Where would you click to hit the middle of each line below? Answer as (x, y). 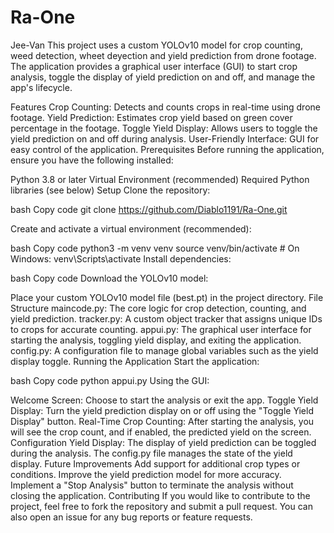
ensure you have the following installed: (92, 160)
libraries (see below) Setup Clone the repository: (110, 190)
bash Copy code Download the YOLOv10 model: (109, 278)
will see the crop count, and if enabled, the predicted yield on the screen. (161, 432)
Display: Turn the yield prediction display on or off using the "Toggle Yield (162, 410)
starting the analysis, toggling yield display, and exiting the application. (156, 340)
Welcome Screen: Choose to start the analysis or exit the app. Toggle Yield (164, 400)
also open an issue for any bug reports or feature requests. (131, 517)
